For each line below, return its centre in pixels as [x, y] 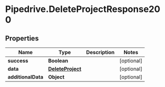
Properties [22, 38]
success [18, 61]
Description [100, 52]
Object [56, 77]
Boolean [58, 61]
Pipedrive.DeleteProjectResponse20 [83, 9]
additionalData [25, 77]
